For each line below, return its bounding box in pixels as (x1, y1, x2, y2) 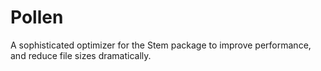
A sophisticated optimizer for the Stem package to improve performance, (10, 39, 312, 51)
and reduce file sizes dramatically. (10, 49, 152, 61)
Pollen (10, 6, 64, 29)
